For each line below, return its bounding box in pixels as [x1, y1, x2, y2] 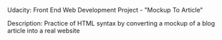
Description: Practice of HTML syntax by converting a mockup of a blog [7, 19, 216, 27]
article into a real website [7, 27, 80, 34]
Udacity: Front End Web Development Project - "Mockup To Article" [7, 6, 204, 14]
